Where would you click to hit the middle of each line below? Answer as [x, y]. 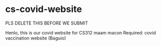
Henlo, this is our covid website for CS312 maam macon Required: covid [81, 32]
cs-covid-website [44, 9]
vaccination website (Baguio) [36, 38]
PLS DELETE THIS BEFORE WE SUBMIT [47, 23]
